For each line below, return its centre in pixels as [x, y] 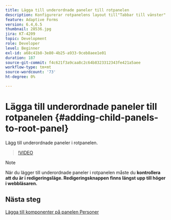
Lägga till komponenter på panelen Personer [52, 212]
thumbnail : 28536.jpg [28, 29]
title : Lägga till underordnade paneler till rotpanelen [67, 10]
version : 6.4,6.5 [24, 24]
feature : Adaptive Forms [32, 19]
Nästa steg [23, 200]
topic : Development [26, 39]
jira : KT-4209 [20, 34]
